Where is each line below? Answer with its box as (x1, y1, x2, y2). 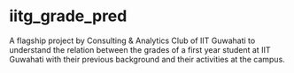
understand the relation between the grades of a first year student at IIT (9, 44, 271, 55)
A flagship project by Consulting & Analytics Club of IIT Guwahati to (9, 35, 256, 46)
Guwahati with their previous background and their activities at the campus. (9, 54, 285, 64)
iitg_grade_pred (9, 6, 128, 26)
